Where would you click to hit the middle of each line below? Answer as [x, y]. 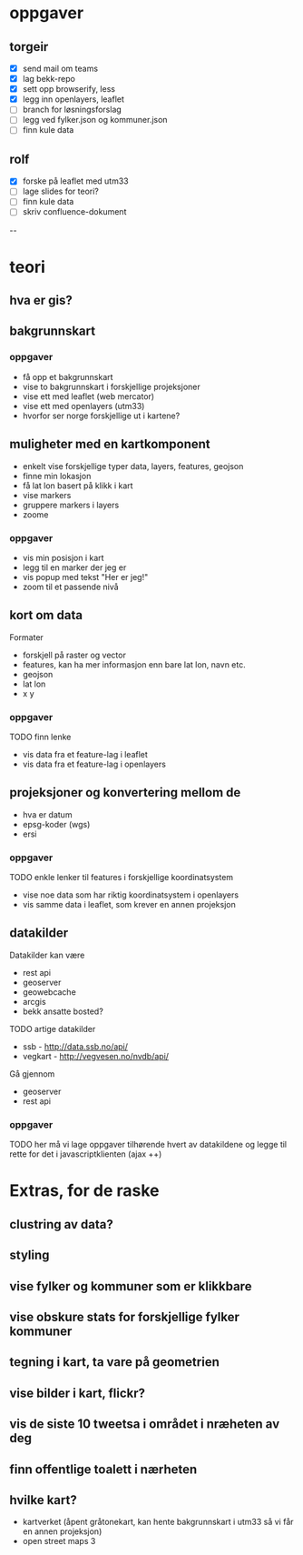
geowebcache [49, 992]
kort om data [46, 615]
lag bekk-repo [49, 79]
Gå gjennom [32, 1073]
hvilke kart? [43, 1500]
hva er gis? [41, 301]
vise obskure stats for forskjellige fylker [125, 1317]
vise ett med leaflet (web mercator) [88, 396]
